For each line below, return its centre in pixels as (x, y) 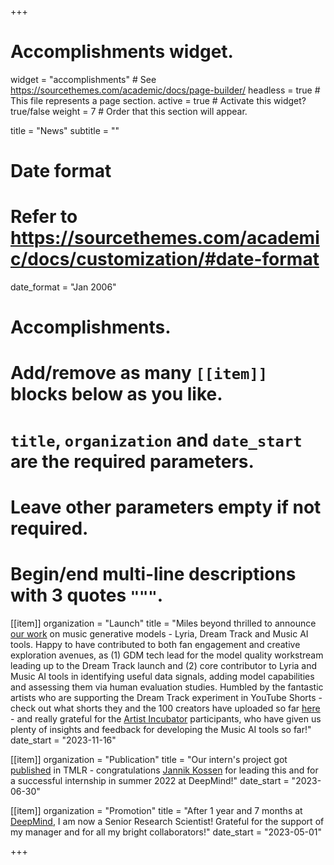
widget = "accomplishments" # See (83, 79)
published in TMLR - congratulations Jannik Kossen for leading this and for (164, 770)
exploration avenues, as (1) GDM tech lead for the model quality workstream (167, 655)
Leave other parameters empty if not (166, 507)
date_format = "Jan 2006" (63, 287)
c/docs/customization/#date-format (165, 259)
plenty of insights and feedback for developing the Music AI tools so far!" (161, 729)
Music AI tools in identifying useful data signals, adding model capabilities (162, 676)
